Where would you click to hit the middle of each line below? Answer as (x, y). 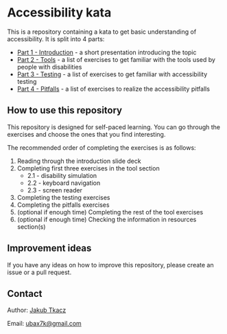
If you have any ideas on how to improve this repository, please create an (110, 265)
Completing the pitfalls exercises (63, 205)
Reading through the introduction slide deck (79, 161)
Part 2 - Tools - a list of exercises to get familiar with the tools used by (116, 59)
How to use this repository (65, 110)
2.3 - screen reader (55, 190)
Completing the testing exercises (63, 197)
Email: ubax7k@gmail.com (45, 324)
